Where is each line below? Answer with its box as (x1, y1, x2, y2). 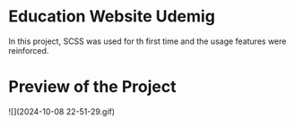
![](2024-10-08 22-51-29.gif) (8, 105, 116, 117)
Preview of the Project (8, 77, 177, 97)
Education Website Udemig (8, 6, 216, 27)
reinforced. (8, 45, 49, 55)
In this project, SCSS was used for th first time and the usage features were (8, 36, 287, 46)
